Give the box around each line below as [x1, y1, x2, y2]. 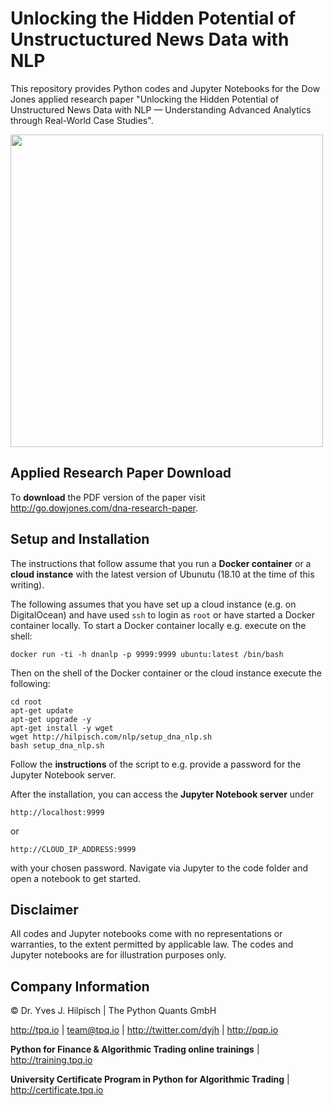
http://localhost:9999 [10, 807, 105, 817]
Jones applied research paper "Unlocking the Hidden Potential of [10, 93, 280, 105]
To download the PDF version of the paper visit [10, 491, 206, 503]
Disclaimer [10, 901, 79, 918]
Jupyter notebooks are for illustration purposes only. [10, 949, 227, 961]
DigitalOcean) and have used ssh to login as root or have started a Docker [10, 608, 315, 621]
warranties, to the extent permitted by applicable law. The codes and [10, 938, 294, 951]
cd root [10, 697, 43, 707]
